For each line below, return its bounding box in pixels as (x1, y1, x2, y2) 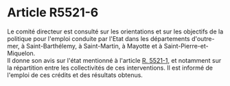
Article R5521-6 (7, 5, 99, 20)
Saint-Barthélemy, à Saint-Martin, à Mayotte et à (26, 42, 163, 50)
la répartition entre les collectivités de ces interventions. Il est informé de (7, 63, 214, 72)
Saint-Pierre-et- (163, 42, 209, 50)
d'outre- (191, 34, 215, 42)
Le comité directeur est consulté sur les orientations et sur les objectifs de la (7, 27, 224, 35)
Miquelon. (7, 49, 36, 57)
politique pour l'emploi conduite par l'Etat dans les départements (7, 34, 190, 42)
